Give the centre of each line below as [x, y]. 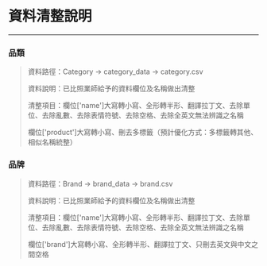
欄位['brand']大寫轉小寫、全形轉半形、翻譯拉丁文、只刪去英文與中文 [139, 244]
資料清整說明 [50, 16]
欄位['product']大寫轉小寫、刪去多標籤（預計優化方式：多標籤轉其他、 [143, 133]
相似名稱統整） [52, 142]
